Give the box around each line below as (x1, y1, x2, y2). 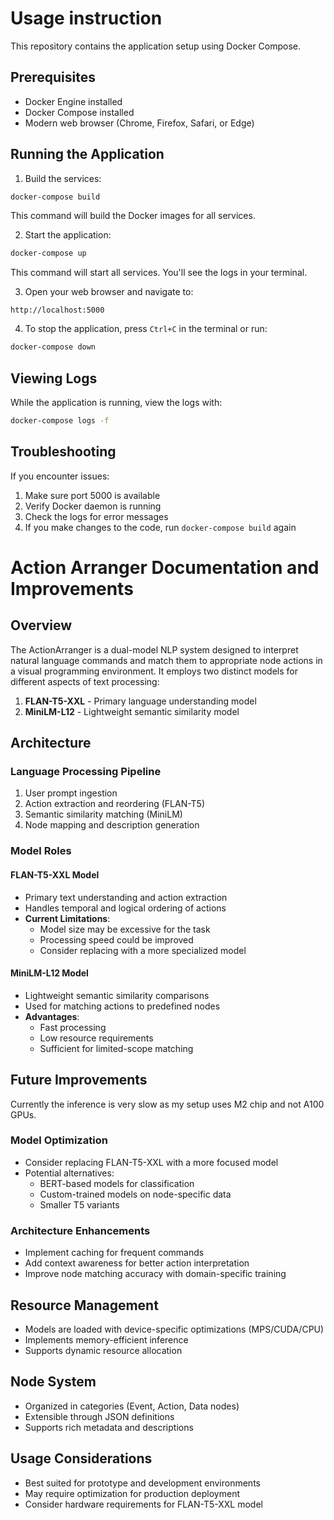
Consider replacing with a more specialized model (39, 944, 247, 956)
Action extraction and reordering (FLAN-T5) (24, 798, 206, 810)
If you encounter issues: (10, 470, 110, 482)
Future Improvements (10, 1072, 148, 1089)
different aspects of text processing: (10, 675, 160, 687)
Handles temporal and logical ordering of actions (24, 902, 227, 914)
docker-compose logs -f (10, 416, 110, 426)
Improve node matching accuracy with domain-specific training (24, 1268, 287, 1280)
